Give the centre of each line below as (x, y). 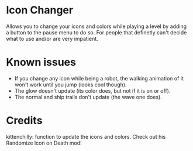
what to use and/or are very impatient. (52, 38)
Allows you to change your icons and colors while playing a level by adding (96, 26)
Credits (24, 121)
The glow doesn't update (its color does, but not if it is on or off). (92, 90)
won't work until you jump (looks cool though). (70, 85)
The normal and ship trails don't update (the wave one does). (88, 97)
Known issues (41, 62)
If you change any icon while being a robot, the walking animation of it (99, 78)
